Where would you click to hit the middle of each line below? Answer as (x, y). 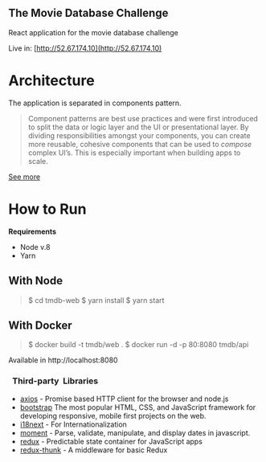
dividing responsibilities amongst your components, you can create (139, 135)
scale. (38, 161)
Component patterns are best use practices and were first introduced (143, 118)
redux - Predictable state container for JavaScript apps (111, 441)
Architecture (51, 80)
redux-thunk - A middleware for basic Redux (94, 450)
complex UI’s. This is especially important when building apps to (134, 153)
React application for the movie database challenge (94, 32)
